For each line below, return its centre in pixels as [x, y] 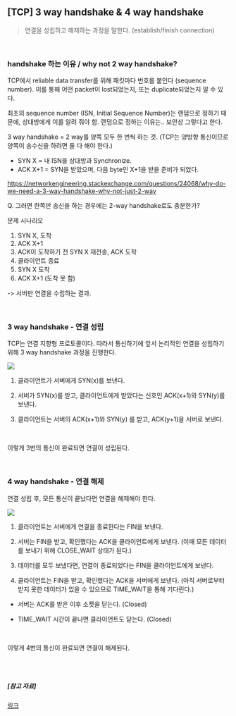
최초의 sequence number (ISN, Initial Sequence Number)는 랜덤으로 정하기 [113, 113]
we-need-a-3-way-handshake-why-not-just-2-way [82, 191]
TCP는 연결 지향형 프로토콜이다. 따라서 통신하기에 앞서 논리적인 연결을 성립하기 [116, 344]
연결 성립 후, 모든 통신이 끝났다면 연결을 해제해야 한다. [81, 498]
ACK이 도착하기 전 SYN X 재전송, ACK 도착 [77, 252]
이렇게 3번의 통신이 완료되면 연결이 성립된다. [69, 448]
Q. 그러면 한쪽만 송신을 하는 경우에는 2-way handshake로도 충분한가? [104, 206]
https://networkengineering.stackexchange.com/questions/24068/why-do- [117, 184]
